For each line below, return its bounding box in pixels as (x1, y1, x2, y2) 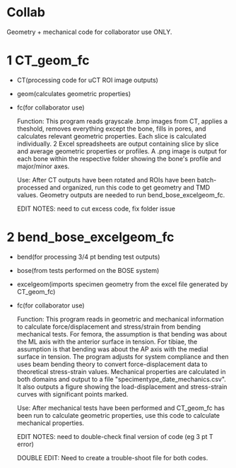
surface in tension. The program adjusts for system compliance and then (16, 352, 229, 361)
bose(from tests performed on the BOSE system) (16, 266, 160, 274)
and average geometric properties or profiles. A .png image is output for (16, 146, 228, 156)
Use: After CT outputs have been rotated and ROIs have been (16, 175, 196, 184)
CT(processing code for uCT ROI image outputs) (16, 76, 158, 84)
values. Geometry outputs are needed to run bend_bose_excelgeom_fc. (16, 190, 225, 199)
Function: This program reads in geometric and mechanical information (16, 315, 224, 323)
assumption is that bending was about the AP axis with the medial (16, 344, 209, 353)
